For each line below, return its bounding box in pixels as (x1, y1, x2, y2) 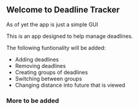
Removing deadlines (15, 62, 66, 69)
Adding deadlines (15, 55, 59, 63)
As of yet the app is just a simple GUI (6, 20, 99, 28)
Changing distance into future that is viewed (15, 81, 126, 89)
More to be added (6, 96, 59, 105)
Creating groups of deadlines (15, 69, 88, 76)
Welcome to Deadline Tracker (6, 5, 120, 15)
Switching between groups (15, 75, 83, 82)
